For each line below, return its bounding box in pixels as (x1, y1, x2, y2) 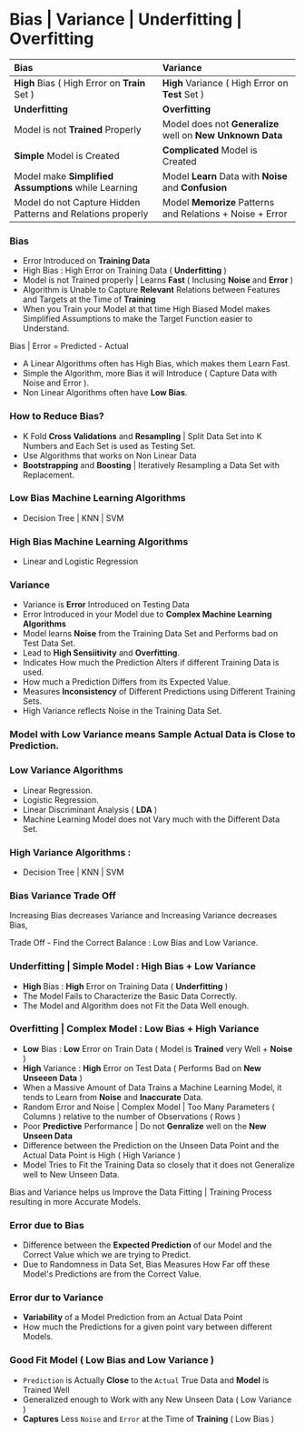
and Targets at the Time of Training (22, 294, 156, 305)
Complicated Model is (162, 144, 258, 156)
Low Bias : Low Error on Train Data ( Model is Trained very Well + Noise (22, 1043, 293, 1054)
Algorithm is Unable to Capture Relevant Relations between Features (22, 285, 280, 296)
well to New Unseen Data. (22, 1168, 120, 1179)
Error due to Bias (9, 1218, 84, 1231)
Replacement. (22, 469, 75, 480)
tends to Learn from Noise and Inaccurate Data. (22, 1091, 204, 1102)
